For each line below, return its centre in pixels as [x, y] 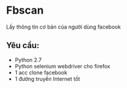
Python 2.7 [28, 59]
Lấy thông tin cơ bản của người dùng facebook [63, 27]
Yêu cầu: [23, 45]
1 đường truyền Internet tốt [47, 78]
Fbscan [25, 10]
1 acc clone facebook [41, 73]
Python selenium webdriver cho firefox [62, 66]
